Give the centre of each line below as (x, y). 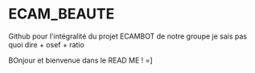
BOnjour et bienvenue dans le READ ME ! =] (80, 60)
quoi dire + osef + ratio (46, 44)
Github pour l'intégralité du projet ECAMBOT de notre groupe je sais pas (128, 36)
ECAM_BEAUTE (62, 14)
